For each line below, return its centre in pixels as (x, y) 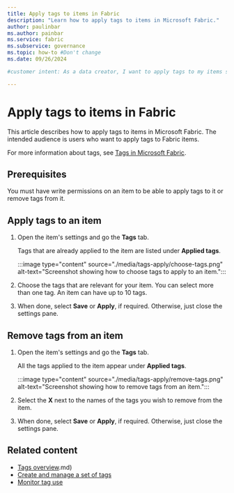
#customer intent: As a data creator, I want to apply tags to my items (115, 71)
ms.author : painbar (36, 33)
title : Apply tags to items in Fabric (63, 14)
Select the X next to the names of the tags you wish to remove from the (120, 400)
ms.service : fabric (36, 40)
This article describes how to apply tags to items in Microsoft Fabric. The (112, 131)
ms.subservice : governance (46, 46)
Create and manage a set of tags (64, 474)
